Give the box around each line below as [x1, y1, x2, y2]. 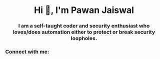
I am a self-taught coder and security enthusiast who [18, 22, 150, 29]
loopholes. [70, 35, 97, 42]
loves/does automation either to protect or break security [12, 28, 155, 35]
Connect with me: [5, 48, 49, 55]
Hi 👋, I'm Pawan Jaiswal [34, 4, 134, 16]
